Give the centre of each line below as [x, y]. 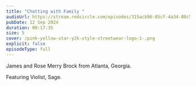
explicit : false [26, 44]
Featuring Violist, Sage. [34, 77]
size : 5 [15, 33]
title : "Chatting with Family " [45, 11]
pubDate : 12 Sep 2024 [32, 22]
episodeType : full [28, 49]
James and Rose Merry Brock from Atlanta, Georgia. [69, 66]
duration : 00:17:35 [30, 28]
